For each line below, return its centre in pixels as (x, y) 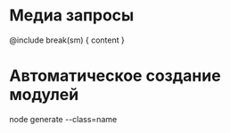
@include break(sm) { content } (67, 40)
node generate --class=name (63, 119)
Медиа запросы (72, 16)
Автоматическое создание (115, 76)
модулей (44, 95)
